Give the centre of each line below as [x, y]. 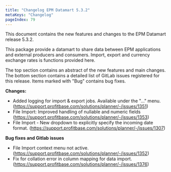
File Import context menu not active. [51, 148]
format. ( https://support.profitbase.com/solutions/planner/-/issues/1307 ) [89, 128]
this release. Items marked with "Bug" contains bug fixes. [66, 81]
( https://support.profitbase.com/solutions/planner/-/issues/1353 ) [81, 117]
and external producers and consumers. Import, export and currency [78, 55]
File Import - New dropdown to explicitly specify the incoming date [83, 123]
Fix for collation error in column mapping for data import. [72, 159]
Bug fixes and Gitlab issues [35, 138]
